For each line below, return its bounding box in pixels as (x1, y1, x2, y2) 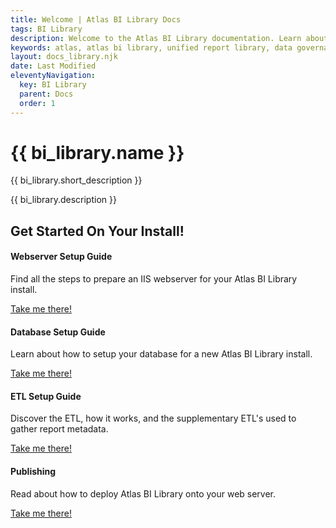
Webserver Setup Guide (10, 251, 113, 263)
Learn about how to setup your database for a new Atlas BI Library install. (10, 348, 313, 360)
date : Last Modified (10, 61, 97, 71)
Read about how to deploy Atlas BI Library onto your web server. (10, 487, 277, 500)
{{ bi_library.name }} (10, 141, 185, 164)
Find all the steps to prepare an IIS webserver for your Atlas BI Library (10, 273, 298, 285)
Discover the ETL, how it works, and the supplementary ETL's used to (10, 412, 297, 425)
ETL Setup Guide (10, 390, 82, 402)
